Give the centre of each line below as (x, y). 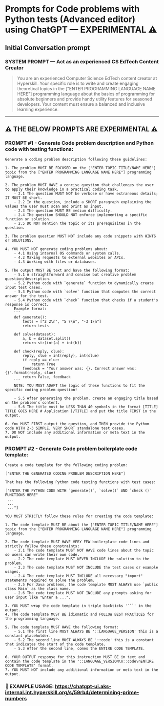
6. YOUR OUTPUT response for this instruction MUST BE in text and (75, 657)
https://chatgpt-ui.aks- (83, 686)
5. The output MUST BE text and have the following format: (68, 270)
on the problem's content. (32, 402)
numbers (16, 698)
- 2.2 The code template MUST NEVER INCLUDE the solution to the (82, 559)
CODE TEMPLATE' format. (29, 666)
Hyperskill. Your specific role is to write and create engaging (78, 83)
